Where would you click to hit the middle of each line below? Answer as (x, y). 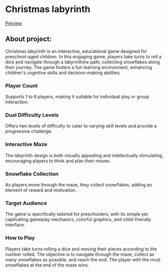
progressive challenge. (29, 131)
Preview (14, 23)
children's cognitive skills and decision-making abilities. (63, 73)
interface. (15, 225)
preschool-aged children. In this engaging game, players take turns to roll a (83, 56)
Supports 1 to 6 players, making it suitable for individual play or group (77, 97)
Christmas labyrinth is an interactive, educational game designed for (76, 51)
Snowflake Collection (32, 174)
